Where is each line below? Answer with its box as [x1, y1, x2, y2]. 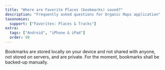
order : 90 [9, 35, 30, 40]
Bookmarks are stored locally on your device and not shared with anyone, [5, 48, 156, 55]
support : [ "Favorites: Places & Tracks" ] [9, 21, 97, 26]
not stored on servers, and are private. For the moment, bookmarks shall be [5, 54, 160, 60]
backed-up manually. [5, 59, 49, 65]
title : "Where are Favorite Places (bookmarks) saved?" [5, 7, 123, 12]
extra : [5, 26, 19, 31]
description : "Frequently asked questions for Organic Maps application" [5, 12, 161, 17]
